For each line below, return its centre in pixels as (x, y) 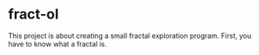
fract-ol (33, 14)
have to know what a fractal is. (58, 43)
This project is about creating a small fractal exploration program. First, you (130, 36)
